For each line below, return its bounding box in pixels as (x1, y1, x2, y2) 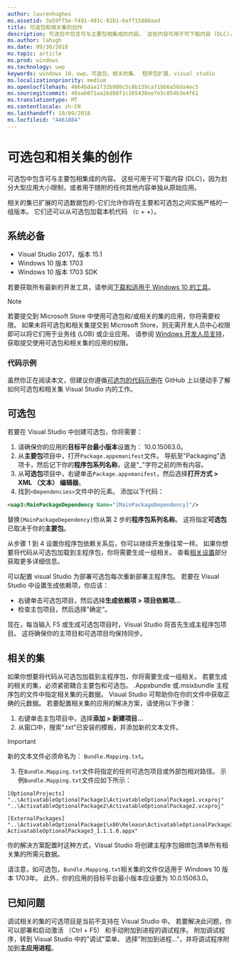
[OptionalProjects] (7, 790, 65, 797)
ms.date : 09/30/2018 (7, 43, 69, 51)
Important (7, 738, 36, 746)
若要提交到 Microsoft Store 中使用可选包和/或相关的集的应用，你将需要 (7, 312, 215, 320)
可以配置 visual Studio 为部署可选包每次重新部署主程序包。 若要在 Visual (7, 572, 220, 581)
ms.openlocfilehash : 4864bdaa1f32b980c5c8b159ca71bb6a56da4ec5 (7, 83, 199, 90)
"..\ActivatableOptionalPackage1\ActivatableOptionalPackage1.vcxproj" (7, 797, 224, 804)
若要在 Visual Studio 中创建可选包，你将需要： (7, 428, 143, 436)
